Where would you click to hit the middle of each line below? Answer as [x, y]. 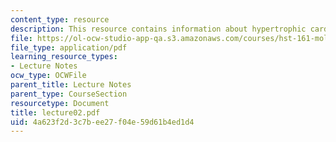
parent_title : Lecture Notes [71, 85]
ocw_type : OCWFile [48, 76]
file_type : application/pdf [69, 47]
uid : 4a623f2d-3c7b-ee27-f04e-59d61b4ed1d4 [102, 122]
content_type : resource [60, 19]
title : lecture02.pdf [55, 112]
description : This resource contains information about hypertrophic [158, 29]
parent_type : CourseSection [69, 94]
